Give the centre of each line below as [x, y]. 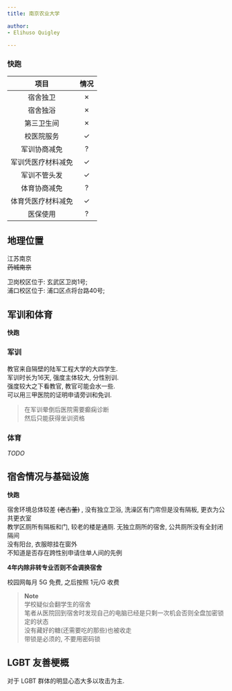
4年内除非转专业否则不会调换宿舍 [55, 567]
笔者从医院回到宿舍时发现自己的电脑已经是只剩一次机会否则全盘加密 [121, 613]
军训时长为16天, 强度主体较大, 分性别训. [63, 377]
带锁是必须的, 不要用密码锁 [62, 638]
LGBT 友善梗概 [38, 663]
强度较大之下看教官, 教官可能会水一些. [61, 386]
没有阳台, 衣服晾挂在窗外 [42, 544]
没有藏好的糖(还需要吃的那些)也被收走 [78, 630]
